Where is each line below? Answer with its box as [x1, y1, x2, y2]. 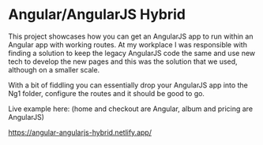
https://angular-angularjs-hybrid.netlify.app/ [8, 128, 152, 137]
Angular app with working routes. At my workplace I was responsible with [8, 39, 247, 49]
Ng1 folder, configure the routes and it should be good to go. [8, 88, 205, 98]
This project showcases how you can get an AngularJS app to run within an [8, 32, 254, 41]
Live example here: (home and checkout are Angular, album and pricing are [8, 104, 254, 113]
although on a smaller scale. [8, 65, 100, 74]
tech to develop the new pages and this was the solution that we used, [8, 57, 239, 66]
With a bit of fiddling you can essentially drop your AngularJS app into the [8, 80, 249, 90]
